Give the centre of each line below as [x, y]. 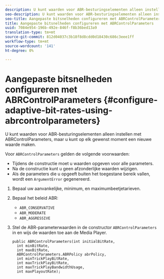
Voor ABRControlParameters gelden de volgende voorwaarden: [67, 154]
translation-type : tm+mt [30, 32]
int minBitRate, [33, 246]
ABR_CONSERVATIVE [37, 208]
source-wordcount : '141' [30, 46]
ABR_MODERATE [33, 213]
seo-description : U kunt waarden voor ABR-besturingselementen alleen [78, 14]
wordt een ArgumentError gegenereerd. [51, 179]
